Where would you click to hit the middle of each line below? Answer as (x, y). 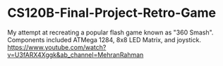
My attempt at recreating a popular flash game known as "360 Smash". (110, 32)
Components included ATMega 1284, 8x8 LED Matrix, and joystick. (104, 39)
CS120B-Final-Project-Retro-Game (112, 13)
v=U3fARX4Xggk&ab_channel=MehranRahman (76, 55)
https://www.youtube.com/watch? (57, 47)
